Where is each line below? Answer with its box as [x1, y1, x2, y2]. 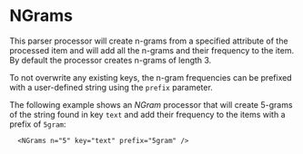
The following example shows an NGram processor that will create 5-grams [9, 99, 293, 110]
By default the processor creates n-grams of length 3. [9, 54, 212, 65]
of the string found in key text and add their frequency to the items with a [9, 109, 286, 120]
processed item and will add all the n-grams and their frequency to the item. [9, 44, 295, 55]
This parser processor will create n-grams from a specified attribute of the [9, 35, 288, 46]
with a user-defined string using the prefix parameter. [9, 82, 214, 92]
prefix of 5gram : [9, 119, 66, 130]
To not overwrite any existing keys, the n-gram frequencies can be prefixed [9, 72, 293, 82]
